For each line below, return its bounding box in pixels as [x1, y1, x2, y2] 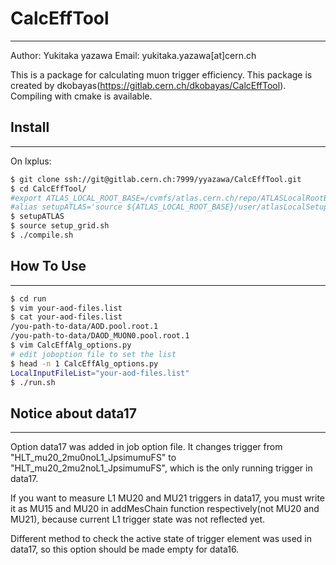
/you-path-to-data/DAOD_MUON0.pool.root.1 [10, 331, 190, 341]
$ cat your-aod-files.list [10, 312, 123, 322]
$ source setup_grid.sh [10, 221, 110, 231]
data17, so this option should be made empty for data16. [10, 543, 240, 556]
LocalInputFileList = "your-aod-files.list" [10, 368, 190, 378]
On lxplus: [10, 155, 52, 167]
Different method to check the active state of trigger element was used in [10, 533, 313, 545]
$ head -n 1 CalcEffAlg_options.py [10, 358, 159, 369]
